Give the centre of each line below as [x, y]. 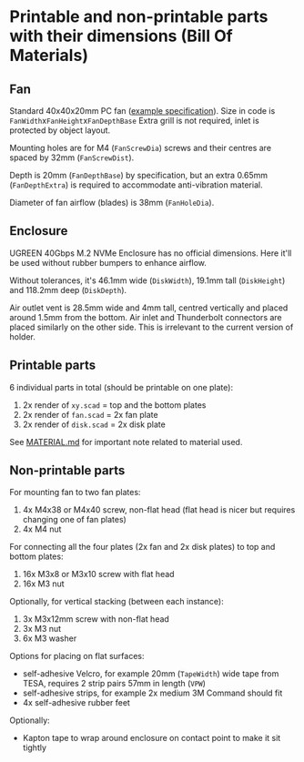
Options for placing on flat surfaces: [77, 656]
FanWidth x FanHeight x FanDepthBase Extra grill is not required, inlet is [134, 121]
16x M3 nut [44, 584]
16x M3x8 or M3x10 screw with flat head [98, 574]
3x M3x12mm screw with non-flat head [96, 619]
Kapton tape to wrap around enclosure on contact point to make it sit [152, 738]
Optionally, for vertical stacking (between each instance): [117, 602]
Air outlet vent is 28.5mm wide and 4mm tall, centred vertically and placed [149, 308]
